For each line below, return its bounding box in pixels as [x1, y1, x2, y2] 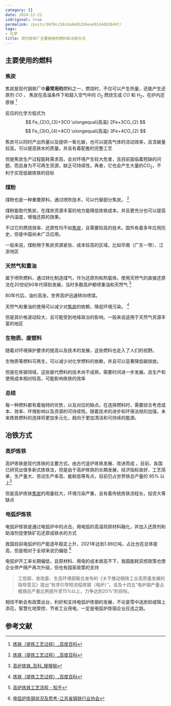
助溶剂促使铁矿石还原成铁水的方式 [5, 530, 77, 536]
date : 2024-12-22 [5, 12, 42, 17]
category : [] [5, 7, 33, 13]
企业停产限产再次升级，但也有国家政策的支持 [5, 564, 99, 571]
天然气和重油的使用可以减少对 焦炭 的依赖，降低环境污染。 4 [5, 302, 130, 310]
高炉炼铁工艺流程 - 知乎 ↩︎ [12, 685, 68, 691]
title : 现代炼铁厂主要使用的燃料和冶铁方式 [5, 36, 86, 41]
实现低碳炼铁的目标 [14, 170, 54, 176]
